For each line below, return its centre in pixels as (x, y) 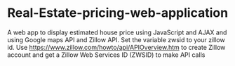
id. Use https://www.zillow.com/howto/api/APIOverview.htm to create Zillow (116, 47)
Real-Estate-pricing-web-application (118, 13)
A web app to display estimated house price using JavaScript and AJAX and (117, 32)
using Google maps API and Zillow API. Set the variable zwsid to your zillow (116, 39)
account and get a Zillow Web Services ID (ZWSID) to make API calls (106, 55)
